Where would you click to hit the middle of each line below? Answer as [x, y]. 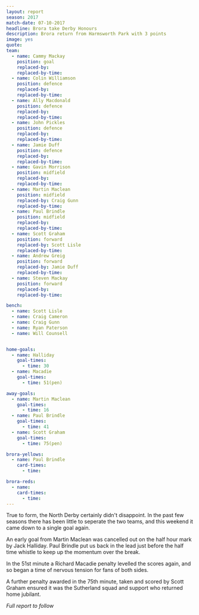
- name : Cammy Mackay [38, 56]
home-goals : [21, 349]
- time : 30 [35, 366]
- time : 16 [35, 410]
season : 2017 [22, 17]
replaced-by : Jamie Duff [48, 267]
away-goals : [21, 393]
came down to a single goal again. [48, 528]
